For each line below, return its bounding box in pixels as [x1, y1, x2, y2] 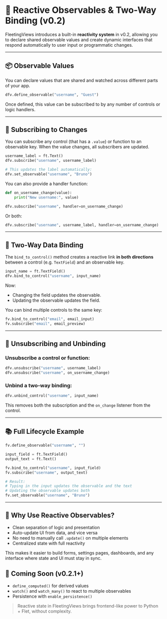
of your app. [5, 82, 31, 88]
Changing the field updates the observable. [12, 292, 101, 298]
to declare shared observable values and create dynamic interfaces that [5, 37, 153, 43]
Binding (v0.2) [5, 15, 66, 26]
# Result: [5, 479, 26, 484]
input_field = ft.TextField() [5, 452, 68, 457]
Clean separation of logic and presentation [12, 524, 100, 530]
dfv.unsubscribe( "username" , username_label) [5, 366, 101, 371]
